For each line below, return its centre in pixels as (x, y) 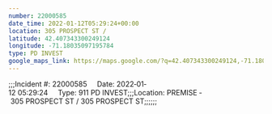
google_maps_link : (39, 61)
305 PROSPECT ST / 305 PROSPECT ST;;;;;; (84, 101)
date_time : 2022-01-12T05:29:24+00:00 (74, 23)
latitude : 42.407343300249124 (59, 38)
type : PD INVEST (36, 53)
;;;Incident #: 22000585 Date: (62, 84)
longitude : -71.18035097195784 (61, 46)
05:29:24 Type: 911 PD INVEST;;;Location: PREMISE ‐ (110, 92)
